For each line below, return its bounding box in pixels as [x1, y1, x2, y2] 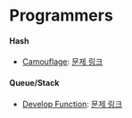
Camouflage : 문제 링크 [21, 56, 103, 67]
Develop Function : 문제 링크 [21, 98, 123, 109]
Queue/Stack [9, 77, 60, 88]
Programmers [9, 5, 113, 26]
